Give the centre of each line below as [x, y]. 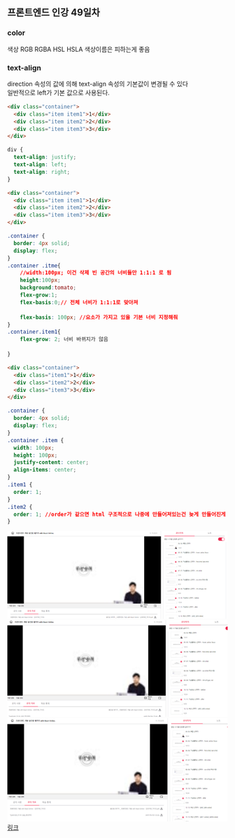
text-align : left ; [41, 165]
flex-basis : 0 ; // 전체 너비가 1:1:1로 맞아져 [79, 302]
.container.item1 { [34, 332]
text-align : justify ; [45, 157]
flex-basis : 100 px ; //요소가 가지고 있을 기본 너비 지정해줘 [99, 317]
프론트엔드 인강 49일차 [54, 13]
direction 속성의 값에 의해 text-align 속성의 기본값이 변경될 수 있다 [98, 83]
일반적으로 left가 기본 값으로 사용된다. [58, 92]
